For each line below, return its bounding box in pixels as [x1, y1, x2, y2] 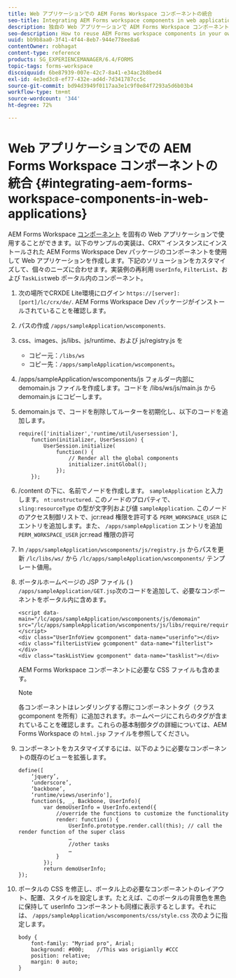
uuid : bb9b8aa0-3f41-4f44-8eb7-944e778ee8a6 [8, 37, 140, 44]
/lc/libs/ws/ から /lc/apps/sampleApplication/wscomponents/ [26, 554, 205, 562]
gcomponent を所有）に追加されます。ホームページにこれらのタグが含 [18, 711, 221, 720]
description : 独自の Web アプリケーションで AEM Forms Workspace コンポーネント [8, 23, 230, 30]
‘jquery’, [31, 773, 60, 780]
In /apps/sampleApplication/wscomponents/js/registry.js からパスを [18, 545, 218, 554]
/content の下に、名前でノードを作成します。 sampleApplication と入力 [18, 486, 223, 495]
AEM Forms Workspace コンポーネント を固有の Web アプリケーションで [8, 230, 218, 238]
